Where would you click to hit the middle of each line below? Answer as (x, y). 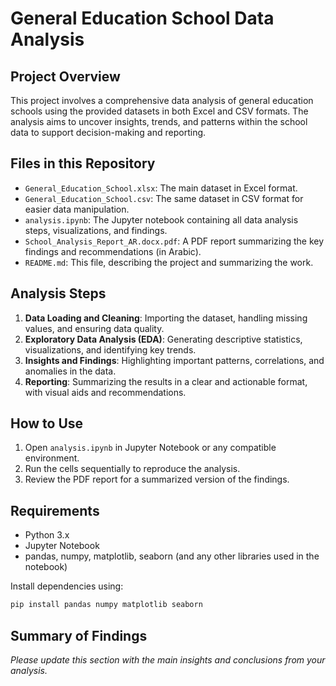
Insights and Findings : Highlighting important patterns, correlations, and (174, 360)
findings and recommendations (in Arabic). (113, 251)
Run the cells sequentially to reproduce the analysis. (132, 469)
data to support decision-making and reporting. (108, 132)
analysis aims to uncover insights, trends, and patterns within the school (159, 121)
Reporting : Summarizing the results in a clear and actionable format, (166, 381)
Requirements (55, 510)
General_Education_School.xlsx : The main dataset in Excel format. (161, 188)
